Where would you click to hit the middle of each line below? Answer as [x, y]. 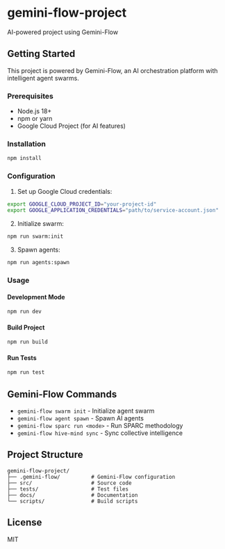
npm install [24, 158]
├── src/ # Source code [69, 483]
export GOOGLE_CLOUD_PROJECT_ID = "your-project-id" [82, 204]
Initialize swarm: [40, 224]
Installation [27, 144]
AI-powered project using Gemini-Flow [63, 32]
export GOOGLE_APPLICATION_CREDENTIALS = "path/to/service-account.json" [113, 211]
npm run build [28, 342]
